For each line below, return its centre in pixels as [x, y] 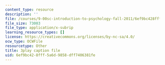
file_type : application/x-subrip [39, 28]
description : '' [22, 14]
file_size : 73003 [23, 23]
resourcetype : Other [26, 46]
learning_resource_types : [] [35, 32]
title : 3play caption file [33, 50]
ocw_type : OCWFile [24, 42]
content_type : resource [29, 10]
